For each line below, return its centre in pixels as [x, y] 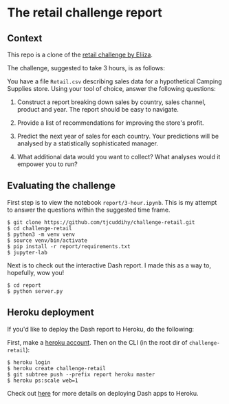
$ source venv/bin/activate [47, 240]
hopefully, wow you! [35, 272]
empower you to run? [47, 164]
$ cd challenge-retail [40, 228]
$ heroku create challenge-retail [57, 368]
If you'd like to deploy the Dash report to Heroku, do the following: [101, 329]
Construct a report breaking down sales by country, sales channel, [111, 102]
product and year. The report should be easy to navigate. [98, 109]
